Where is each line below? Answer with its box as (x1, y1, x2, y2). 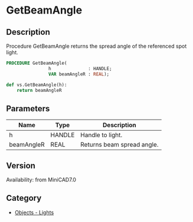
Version (6, 160, 35, 171)
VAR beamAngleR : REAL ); (48, 71, 110, 77)
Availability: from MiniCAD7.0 (6, 176, 77, 183)
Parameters (6, 104, 50, 114)
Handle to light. (80, 131, 123, 139)
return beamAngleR (17, 87, 62, 93)
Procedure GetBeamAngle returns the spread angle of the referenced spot (6, 42, 187, 49)
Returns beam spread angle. (80, 141, 159, 149)
